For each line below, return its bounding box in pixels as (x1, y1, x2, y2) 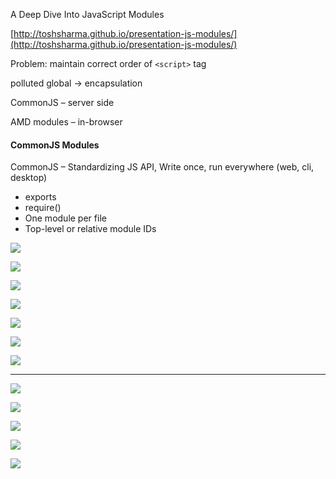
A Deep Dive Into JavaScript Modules (10, 9, 165, 20)
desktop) (10, 172, 48, 184)
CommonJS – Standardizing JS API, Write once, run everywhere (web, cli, (10, 161, 315, 173)
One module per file (24, 212, 107, 224)
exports (24, 191, 57, 203)
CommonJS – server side (10, 97, 115, 108)
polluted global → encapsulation (10, 77, 143, 89)
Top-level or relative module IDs (24, 223, 157, 235)
